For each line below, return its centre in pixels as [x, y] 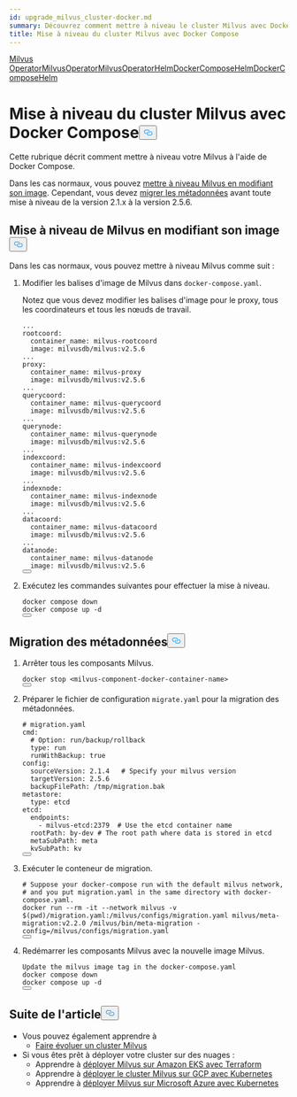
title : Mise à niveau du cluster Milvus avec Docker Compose [124, 34]
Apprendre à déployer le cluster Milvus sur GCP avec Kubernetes [154, 1073]
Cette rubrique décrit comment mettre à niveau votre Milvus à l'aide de [138, 157]
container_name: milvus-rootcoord [94, 342]
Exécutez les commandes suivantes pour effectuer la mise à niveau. [146, 586]
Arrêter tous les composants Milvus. [88, 663]
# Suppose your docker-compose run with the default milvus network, [153, 885]
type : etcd [50, 802]
